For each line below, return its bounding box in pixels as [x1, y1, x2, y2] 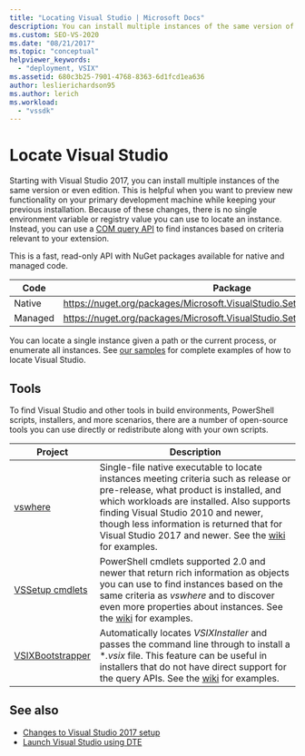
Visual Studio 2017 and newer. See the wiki [99, 529, 286, 541]
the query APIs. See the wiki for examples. [99, 673, 280, 684]
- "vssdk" [17, 106, 54, 115]
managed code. [9, 260, 68, 271]
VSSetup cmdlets [14, 584, 88, 595]
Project [35, 446, 69, 458]
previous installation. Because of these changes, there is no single [9, 204, 257, 215]
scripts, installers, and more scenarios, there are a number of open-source [9, 415, 289, 425]
